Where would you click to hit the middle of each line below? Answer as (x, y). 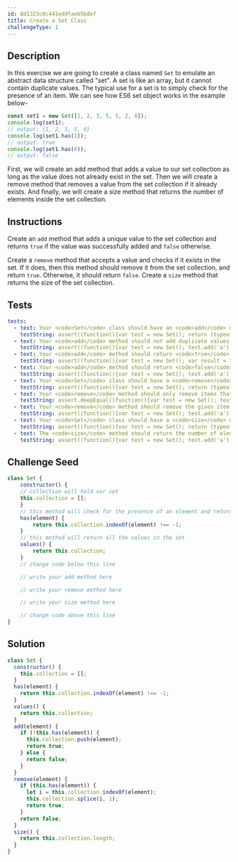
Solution (26, 644)
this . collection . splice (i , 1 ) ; (72, 799)
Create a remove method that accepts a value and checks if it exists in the (114, 260)
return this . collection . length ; (68, 839)
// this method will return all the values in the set (103, 538)
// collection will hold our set (69, 492)
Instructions (35, 222)
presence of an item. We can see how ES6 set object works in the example (116, 96)
